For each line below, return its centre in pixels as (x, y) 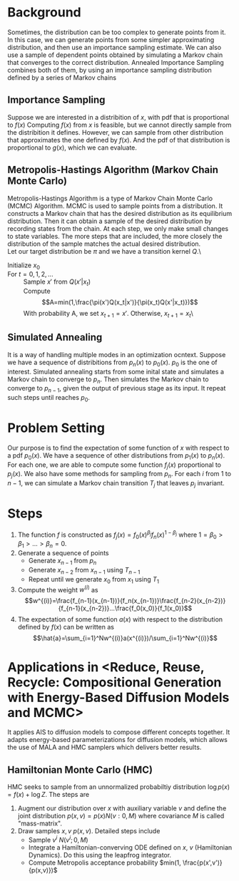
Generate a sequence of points (63, 553)
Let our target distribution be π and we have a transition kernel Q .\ (104, 251)
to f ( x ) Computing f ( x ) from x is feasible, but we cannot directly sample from (119, 125)
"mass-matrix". (40, 823)
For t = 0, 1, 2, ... (30, 274)
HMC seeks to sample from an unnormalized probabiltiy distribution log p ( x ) (119, 787)
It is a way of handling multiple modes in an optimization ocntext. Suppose (117, 354)
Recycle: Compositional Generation (115, 682)
